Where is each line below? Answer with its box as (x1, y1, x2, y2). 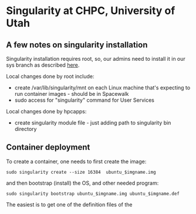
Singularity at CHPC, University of (6, 4, 175, 18)
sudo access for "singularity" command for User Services (14, 96, 154, 103)
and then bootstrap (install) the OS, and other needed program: (6, 180, 159, 187)
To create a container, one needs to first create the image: (6, 158, 147, 165)
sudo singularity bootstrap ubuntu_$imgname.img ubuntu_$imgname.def (6, 191, 180, 196)
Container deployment (6, 142, 90, 153)
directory (14, 126, 37, 132)
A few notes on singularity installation (6, 40, 148, 50)
